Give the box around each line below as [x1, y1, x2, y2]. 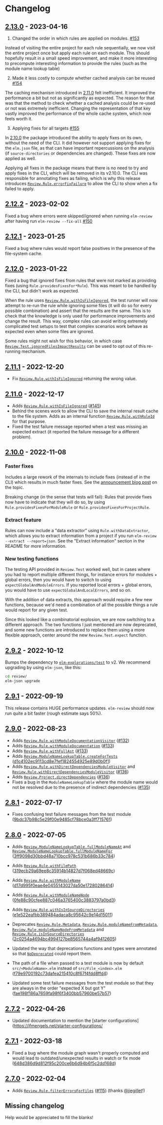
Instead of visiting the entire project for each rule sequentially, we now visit [5, 45, 156, 50]
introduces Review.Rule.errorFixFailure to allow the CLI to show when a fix [5, 180, 158, 186]
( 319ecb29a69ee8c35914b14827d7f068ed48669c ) [12, 868, 115, 874]
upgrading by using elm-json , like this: [5, 665, 82, 671]
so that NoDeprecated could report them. [12, 951, 92, 957]
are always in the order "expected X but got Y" [12, 985, 106, 991]
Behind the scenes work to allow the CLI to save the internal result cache [12, 408, 159, 414]
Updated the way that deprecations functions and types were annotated [12, 945, 157, 951]
